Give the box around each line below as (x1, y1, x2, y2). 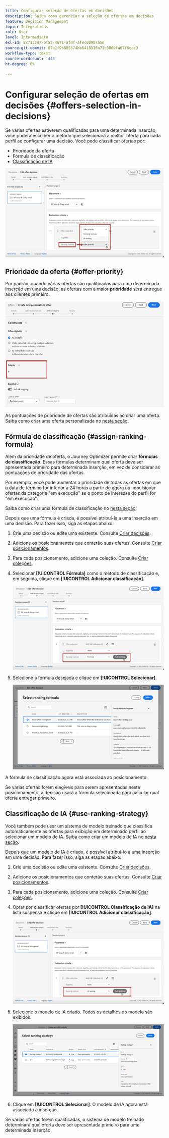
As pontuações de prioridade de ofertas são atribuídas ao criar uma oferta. (5, 412, 161, 419)
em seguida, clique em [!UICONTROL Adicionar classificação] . (12, 576, 145, 582)
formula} (5, 440, 34, 449)
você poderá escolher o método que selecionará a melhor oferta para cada (5, 133, 161, 139)
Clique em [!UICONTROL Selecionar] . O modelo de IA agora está (12, 1101, 148, 1107)
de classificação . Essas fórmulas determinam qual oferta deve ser (5, 459, 143, 465)
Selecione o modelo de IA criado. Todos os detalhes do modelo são (12, 1009, 153, 1015)
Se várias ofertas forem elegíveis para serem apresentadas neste (5, 784, 140, 790)
